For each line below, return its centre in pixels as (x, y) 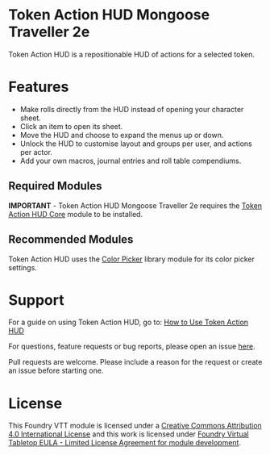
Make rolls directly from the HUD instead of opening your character (132, 109)
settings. (23, 267)
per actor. (36, 152)
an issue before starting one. (56, 371)
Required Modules (55, 186)
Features (39, 87)
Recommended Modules (71, 240)
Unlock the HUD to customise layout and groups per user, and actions (136, 144)
